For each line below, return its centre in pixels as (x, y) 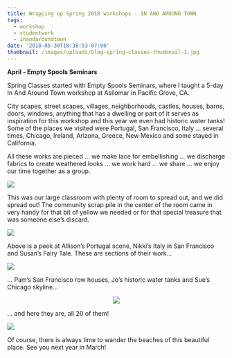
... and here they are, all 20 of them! (58, 313)
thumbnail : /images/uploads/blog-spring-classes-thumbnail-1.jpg (103, 53)
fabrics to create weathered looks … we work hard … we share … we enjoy (114, 163)
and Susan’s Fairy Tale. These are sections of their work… (90, 253)
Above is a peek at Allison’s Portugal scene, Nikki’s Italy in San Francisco (111, 246)
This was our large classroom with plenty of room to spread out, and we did (115, 197)
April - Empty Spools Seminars (52, 72)
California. (22, 143)
